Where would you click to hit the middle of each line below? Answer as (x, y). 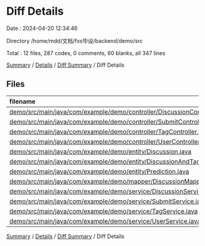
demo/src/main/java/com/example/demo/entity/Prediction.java (99, 171)
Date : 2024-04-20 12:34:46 (42, 28)
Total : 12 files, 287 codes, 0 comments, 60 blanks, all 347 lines (86, 53)
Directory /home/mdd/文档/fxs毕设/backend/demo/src (75, 40)
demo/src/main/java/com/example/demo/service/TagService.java (104, 211)
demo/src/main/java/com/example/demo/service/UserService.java (105, 221)
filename (23, 101)
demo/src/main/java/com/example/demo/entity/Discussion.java (100, 151)
